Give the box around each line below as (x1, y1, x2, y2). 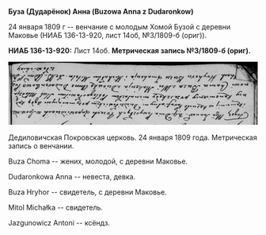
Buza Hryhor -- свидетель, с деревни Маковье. (8, 187, 168, 197)
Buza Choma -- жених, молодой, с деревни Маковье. (8, 156, 188, 166)
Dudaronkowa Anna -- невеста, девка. (8, 171, 136, 181)
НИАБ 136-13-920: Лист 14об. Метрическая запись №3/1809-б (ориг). (8, 46, 251, 55)
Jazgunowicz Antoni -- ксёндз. (8, 218, 111, 227)
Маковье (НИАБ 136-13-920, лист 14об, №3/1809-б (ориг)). (8, 31, 207, 40)
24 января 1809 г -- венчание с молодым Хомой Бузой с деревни (8, 22, 231, 31)
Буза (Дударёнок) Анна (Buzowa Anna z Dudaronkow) (8, 7, 194, 16)
